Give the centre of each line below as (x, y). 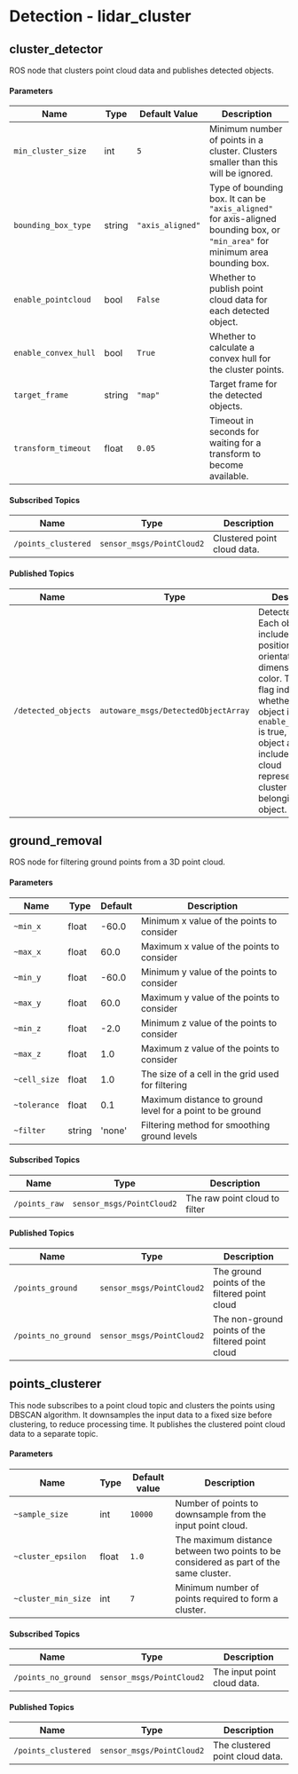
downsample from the (221, 1515)
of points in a (236, 140)
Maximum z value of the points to (210, 1048)
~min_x (27, 926)
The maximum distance (224, 1540)
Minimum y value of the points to (209, 972)
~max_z (27, 1054)
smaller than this (243, 162)
